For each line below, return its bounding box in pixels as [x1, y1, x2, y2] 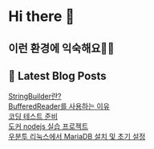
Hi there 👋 [8, 7, 75, 26]
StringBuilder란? [8, 92, 62, 101]
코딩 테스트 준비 [8, 112, 59, 122]
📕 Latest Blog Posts [8, 68, 107, 83]
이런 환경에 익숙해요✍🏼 [8, 41, 115, 55]
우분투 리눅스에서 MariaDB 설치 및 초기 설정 [8, 132, 146, 142]
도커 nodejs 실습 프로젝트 [8, 122, 89, 131]
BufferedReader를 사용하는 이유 [8, 101, 110, 111]
